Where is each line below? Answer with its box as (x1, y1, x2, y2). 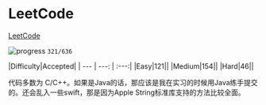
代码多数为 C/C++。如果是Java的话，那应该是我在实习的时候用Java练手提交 (8, 77, 258, 87)
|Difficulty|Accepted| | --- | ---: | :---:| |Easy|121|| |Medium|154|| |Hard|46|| (8, 61, 254, 71)
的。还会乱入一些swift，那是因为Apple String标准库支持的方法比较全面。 (8, 88, 246, 97)
